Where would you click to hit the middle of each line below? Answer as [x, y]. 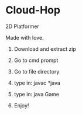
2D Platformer [22, 26]
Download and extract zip [45, 49]
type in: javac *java [37, 83]
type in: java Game [37, 94]
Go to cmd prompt [36, 60]
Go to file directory [37, 71]
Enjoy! [21, 105]
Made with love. [25, 37]
